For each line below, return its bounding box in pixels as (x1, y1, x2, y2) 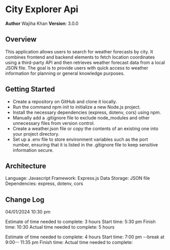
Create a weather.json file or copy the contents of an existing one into (12, 126, 159, 132)
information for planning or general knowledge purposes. (5, 70, 125, 76)
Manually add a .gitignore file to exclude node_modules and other (12, 114, 150, 120)
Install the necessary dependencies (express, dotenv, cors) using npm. (12, 109, 161, 115)
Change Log (5, 195, 45, 204)
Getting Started (5, 85, 55, 93)
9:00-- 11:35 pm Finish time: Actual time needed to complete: (5, 239, 133, 245)
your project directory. (12, 131, 60, 137)
